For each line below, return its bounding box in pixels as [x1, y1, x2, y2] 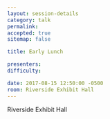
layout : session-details [7, 10, 79, 17]
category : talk [7, 17, 51, 24]
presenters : [7, 61, 42, 68]
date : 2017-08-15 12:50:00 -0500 [7, 80, 104, 86]
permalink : [7, 23, 39, 30]
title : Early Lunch [7, 48, 64, 55]
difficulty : [7, 67, 42, 74]
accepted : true [7, 29, 51, 37]
